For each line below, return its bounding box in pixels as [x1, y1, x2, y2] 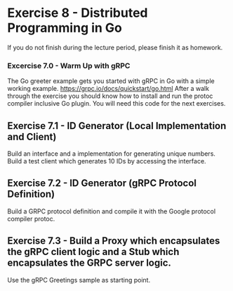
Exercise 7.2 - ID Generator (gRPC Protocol [7, 178, 197, 190]
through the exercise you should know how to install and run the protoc [7, 92, 213, 100]
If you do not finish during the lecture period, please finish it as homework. [7, 43, 223, 51]
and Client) [7, 130, 57, 142]
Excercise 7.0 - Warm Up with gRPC [7, 61, 131, 70]
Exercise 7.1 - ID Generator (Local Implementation [7, 120, 227, 132]
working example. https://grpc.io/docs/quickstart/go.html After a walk [7, 85, 209, 93]
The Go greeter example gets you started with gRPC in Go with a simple [7, 77, 215, 85]
